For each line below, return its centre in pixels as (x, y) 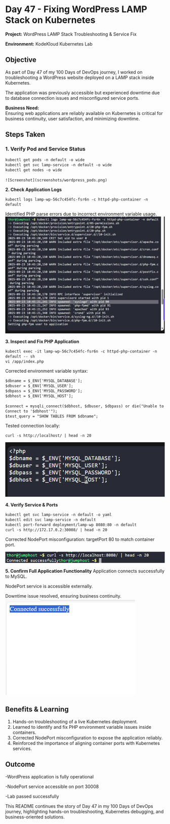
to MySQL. (16, 576)
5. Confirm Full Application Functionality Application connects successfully (85, 571)
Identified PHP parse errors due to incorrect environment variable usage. (81, 214)
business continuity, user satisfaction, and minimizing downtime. (73, 119)
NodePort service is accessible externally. (49, 586)
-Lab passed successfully (32, 796)
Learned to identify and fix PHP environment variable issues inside (82, 727)
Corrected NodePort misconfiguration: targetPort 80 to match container (80, 539)
